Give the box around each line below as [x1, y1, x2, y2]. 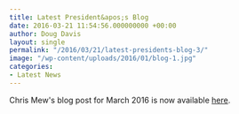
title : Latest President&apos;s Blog [9, 12, 149, 22]
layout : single [9, 37, 66, 47]
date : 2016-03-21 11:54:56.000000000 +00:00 [9, 21, 177, 30]
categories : [9, 63, 53, 72]
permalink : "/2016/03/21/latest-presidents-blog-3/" [9, 46, 209, 55]
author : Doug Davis [9, 29, 82, 38]
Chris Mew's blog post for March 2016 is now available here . [9, 95, 231, 105]
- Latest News [9, 71, 62, 80]
